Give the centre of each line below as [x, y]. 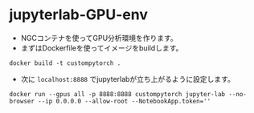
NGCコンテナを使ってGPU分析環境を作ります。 [99, 38]
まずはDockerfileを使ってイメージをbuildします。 [102, 48]
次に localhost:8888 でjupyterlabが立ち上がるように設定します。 [128, 79]
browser [22, 101]
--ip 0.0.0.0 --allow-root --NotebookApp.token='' [125, 101]
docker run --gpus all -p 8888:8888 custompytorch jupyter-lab [117, 94]
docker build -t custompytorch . [65, 63]
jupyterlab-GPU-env [78, 15]
